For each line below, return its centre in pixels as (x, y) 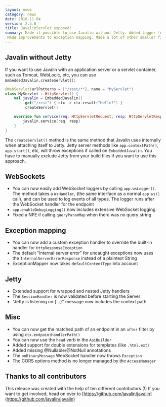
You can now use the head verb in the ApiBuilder (62, 339)
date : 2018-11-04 (23, 19)
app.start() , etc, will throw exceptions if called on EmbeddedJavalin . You (79, 150)
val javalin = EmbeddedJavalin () (48, 98)
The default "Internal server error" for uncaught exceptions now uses (83, 253)
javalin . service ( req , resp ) (52, 121)
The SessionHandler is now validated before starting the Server (76, 296)
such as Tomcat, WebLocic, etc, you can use (51, 74)
